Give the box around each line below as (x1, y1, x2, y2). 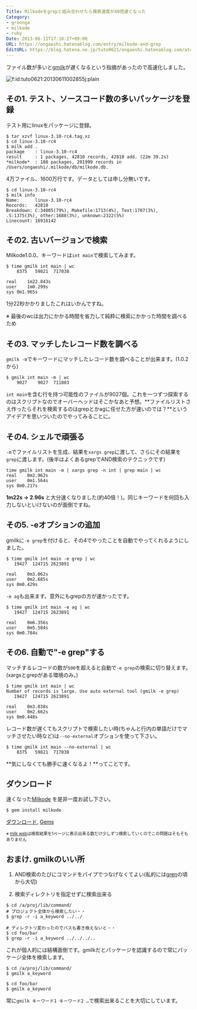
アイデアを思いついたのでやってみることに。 (6, 413, 114, 420)
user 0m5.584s (6, 625, 49, 631)
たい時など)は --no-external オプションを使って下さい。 (26, 732, 160, 739)
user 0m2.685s (6, 576, 49, 582)
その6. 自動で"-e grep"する (6, 647, 105, 658)
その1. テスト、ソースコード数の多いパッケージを (6, 94, 183, 104)
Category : (6, 14, 30, 20)
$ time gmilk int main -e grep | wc (6, 555, 96, 561)
